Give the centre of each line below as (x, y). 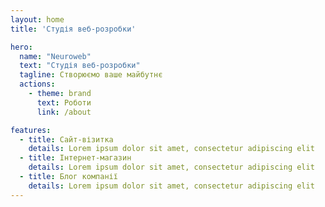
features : (31, 130)
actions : (37, 84)
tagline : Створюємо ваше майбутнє (91, 75)
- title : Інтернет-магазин (75, 158)
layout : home (37, 19)
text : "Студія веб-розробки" (80, 66)
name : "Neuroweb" (55, 56)
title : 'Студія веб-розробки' (73, 29)
